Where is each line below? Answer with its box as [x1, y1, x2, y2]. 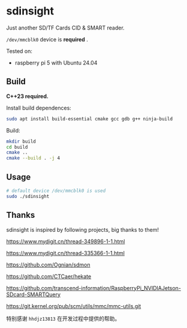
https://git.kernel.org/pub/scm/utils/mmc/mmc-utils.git [6, 302, 141, 309]
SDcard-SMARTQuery [6, 291, 61, 298]
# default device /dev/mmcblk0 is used [6, 188, 106, 194]
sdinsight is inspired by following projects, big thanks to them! [6, 226, 159, 233]
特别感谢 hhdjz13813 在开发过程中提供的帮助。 [6, 315, 120, 322]
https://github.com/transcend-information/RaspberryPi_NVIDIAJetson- [6, 284, 182, 291]
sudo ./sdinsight [6, 193, 50, 199]
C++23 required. [6, 92, 49, 100]
